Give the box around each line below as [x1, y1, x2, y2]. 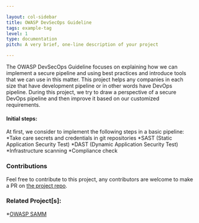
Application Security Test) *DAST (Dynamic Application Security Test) [6, 141, 179, 148]
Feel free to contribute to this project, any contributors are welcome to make [6, 175, 194, 182]
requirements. [6, 101, 41, 108]
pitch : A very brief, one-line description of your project [6, 42, 159, 48]
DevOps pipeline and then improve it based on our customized [6, 95, 160, 102]
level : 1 [6, 30, 28, 36]
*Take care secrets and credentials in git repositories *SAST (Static [6, 135, 173, 142]
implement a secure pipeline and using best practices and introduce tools [6, 70, 186, 76]
